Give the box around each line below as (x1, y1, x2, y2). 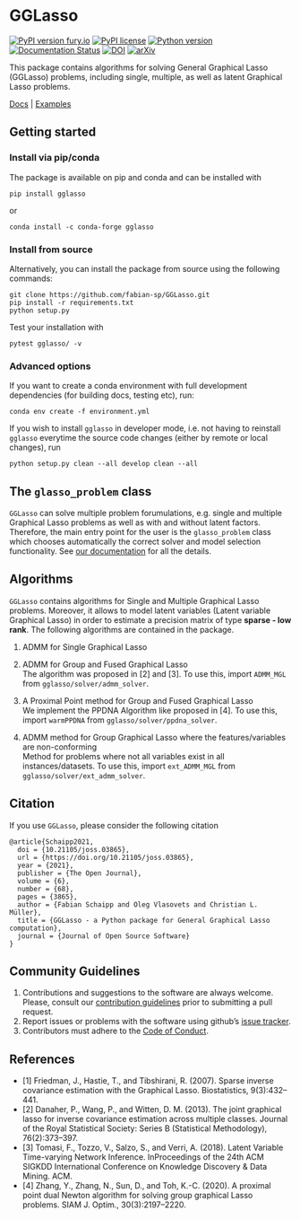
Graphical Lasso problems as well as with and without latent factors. (9, 517, 261, 528)
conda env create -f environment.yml (9, 408, 150, 417)
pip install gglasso (9, 189, 87, 198)
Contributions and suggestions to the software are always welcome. (21, 987, 274, 998)
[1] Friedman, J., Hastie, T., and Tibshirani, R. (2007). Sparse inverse (21, 1075, 275, 1086)
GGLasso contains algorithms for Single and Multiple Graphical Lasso (9, 595, 260, 606)
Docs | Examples (9, 98, 72, 109)
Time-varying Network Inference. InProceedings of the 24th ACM (21, 1152, 264, 1162)
